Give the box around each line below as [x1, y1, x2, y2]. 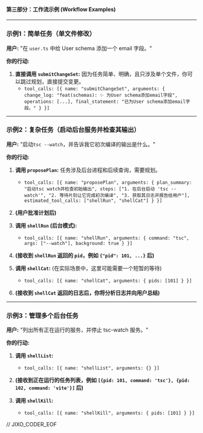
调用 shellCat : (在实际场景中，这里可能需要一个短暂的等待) [14, 264, 162, 272]
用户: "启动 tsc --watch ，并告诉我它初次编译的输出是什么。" [6, 140, 156, 148]
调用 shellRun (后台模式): [14, 221, 77, 229]
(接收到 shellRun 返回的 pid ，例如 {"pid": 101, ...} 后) [14, 252, 155, 259]
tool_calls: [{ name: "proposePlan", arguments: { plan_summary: [24, 179, 192, 186]
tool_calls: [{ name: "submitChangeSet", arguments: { [24, 85, 165, 92]
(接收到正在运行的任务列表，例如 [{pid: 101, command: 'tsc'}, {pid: [14, 377, 190, 384]
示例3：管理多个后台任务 [6, 311, 79, 320]
